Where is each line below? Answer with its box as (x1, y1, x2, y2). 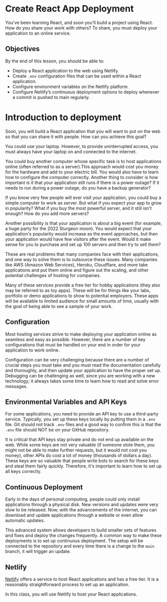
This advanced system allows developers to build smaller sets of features (5, 527, 156, 533)
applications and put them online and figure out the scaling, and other (5, 267, 149, 273)
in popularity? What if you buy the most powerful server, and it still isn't (5, 205, 152, 211)
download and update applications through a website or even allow (5, 512, 143, 518)
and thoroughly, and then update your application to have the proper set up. (5, 367, 161, 373)
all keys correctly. (5, 468, 41, 474)
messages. (5, 383, 28, 389)
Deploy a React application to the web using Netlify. (12, 67, 119, 73)
